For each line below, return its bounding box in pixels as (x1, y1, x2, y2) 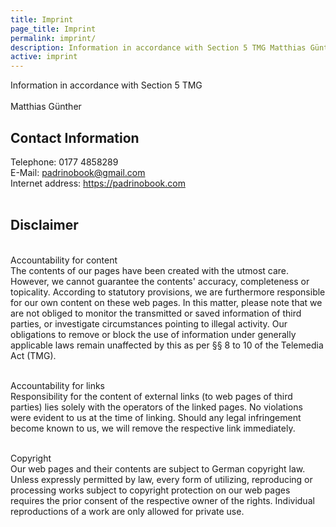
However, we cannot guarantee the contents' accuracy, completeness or (10, 275, 310, 287)
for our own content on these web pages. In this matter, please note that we (10, 296, 323, 308)
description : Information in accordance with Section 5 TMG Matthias (10, 42, 307, 53)
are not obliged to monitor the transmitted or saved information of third (10, 307, 302, 319)
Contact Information (10, 129, 140, 146)
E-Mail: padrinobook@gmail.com (10, 166, 146, 178)
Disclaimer (10, 217, 79, 234)
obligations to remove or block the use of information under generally (10, 328, 297, 340)
